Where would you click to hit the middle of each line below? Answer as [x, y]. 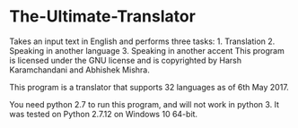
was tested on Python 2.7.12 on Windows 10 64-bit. [104, 114]
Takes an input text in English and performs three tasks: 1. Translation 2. [142, 41]
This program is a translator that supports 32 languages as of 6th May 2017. [149, 87]
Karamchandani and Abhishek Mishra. [79, 70]
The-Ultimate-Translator [102, 17]
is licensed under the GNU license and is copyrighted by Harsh [126, 60]
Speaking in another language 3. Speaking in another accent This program [147, 50]
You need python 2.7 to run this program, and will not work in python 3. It [145, 104]
